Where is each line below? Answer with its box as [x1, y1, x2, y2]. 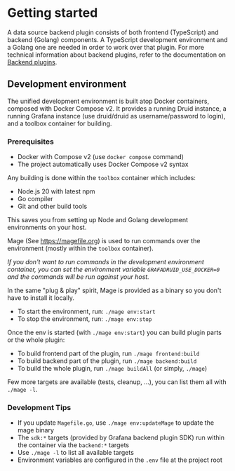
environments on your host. [7, 223, 87, 232]
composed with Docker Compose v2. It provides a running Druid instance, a [7, 104, 227, 113]
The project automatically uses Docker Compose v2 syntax [17, 160, 189, 169]
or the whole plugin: [7, 336, 65, 344]
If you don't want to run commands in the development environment [7, 258, 205, 266]
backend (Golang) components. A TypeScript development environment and [7, 35, 228, 43]
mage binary [17, 426, 55, 435]
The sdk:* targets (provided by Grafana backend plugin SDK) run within [17, 433, 224, 442]
